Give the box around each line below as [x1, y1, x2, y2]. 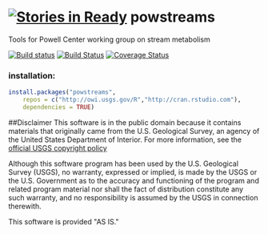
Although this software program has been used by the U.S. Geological [8, 159, 238, 168]
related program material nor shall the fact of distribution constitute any [8, 184, 244, 194]
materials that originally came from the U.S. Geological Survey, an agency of [8, 126, 260, 135]
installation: [8, 70, 56, 81]
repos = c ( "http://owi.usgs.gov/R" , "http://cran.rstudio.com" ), [22, 96, 242, 104]
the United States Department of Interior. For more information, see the [8, 135, 242, 144]
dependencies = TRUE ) [22, 103, 94, 111]
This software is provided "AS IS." [8, 216, 119, 226]
